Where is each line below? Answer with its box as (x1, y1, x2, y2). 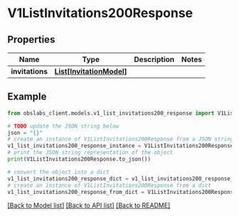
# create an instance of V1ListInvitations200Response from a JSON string (7, 135, 234, 143)
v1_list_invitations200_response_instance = (7, 143, 142, 150)
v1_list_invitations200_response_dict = (7, 175, 129, 182)
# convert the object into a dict (7, 168, 110, 175)
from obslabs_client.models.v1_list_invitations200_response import (7, 109, 215, 117)
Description (134, 55, 175, 64)
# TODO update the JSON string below (7, 123, 119, 130)
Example (7, 91, 47, 103)
